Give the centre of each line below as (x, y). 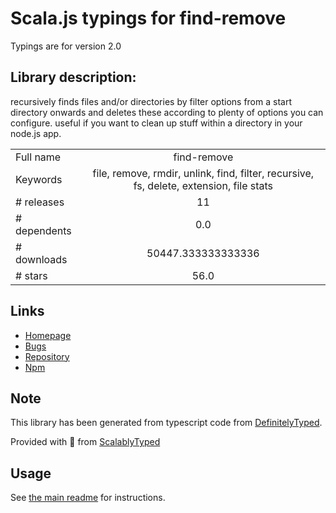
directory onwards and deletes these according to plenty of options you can (167, 112)
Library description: (73, 77)
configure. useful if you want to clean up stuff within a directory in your (156, 123)
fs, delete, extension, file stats (203, 185)
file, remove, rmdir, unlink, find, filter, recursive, (203, 173)
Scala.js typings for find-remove (148, 18)
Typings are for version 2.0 (66, 46)
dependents (43, 230)
